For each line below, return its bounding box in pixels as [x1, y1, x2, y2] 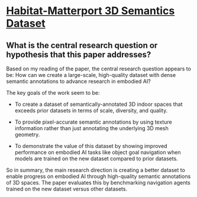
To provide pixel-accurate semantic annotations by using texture [14, 118, 173, 125]
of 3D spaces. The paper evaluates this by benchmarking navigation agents [6, 179, 190, 186]
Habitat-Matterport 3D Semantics [6, 4, 175, 18]
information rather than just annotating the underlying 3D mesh [14, 125, 169, 131]
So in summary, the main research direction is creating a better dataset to [6, 167, 185, 173]
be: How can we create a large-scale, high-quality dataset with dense [6, 72, 176, 78]
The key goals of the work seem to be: [6, 89, 100, 96]
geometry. [14, 131, 40, 138]
